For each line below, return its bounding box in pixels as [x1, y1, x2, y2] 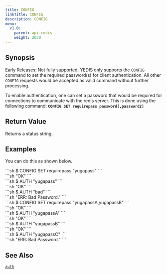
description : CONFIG [5, 16, 48, 21]
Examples [5, 145, 36, 153]
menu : [5, 21, 16, 26]
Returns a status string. [5, 131, 53, 137]
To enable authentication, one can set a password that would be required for [5, 92, 163, 98]
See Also [5, 251, 33, 260]
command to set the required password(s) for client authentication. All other [5, 72, 161, 78]
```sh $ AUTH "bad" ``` [5, 189, 51, 195]
